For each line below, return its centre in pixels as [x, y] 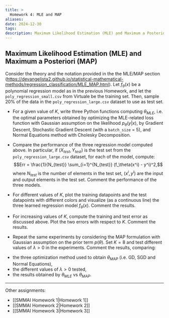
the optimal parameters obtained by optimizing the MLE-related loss [83, 118]
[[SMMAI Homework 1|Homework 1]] [50, 300]
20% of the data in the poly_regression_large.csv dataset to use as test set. [84, 102]
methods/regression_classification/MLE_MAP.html [57, 84]
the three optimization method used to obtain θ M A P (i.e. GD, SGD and [84, 258]
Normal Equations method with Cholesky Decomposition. [72, 135]
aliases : [14, 19]
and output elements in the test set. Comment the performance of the [84, 180]
